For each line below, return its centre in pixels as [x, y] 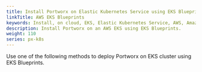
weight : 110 [21, 34]
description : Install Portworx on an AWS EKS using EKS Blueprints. [94, 28]
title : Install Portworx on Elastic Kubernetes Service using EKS [91, 12]
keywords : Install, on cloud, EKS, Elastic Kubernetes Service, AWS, [95, 23]
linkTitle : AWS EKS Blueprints [45, 17]
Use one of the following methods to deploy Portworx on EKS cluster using [99, 56]
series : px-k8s [25, 39]
